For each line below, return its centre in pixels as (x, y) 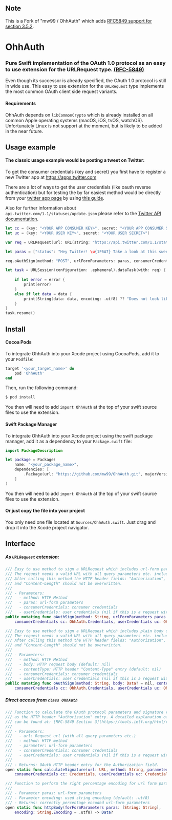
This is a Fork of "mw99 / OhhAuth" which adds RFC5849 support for (79, 21)
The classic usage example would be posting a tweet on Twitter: (75, 160)
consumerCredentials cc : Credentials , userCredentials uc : (79, 774)
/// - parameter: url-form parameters (49, 746)
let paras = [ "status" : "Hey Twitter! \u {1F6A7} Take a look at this (81, 252)
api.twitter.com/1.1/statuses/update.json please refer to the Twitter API (83, 214)
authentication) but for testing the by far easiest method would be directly (83, 193)
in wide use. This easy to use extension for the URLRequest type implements (85, 86)
